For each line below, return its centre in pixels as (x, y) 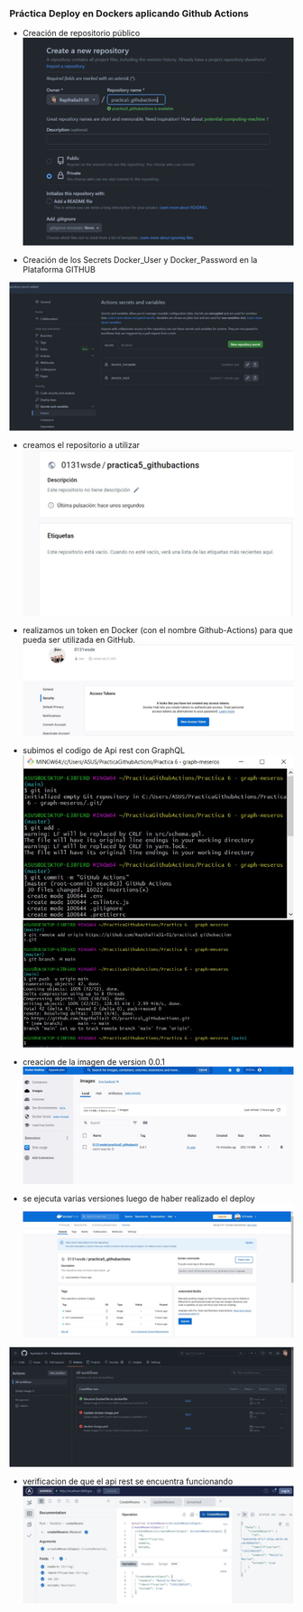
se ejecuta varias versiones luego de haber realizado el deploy (138, 1198)
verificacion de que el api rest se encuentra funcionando (128, 1481)
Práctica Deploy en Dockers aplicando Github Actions (129, 14)
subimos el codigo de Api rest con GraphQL (104, 750)
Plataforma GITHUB (59, 270)
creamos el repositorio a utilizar (81, 445)
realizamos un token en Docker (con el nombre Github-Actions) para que (157, 629)
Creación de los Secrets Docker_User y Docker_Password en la (140, 260)
